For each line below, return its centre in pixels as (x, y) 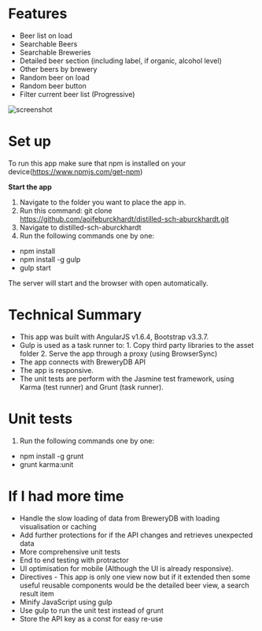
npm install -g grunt (52, 456)
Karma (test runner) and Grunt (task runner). (91, 386)
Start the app (30, 187)
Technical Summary (75, 315)
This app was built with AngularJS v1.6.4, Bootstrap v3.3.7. (114, 337)
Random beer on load (55, 77)
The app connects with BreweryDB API (83, 362)
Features (38, 14)
